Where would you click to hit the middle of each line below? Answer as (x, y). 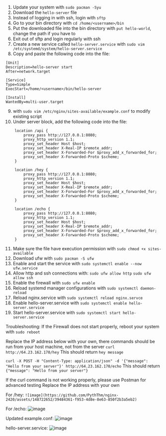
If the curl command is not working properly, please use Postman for (76, 380)
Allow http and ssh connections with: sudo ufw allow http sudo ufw (82, 273)
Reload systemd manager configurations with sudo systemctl (76, 288)
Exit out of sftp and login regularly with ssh (57, 39)
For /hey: (15, 395)
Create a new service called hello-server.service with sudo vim (79, 44)
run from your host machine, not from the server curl (60, 347)
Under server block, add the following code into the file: (70, 122)
